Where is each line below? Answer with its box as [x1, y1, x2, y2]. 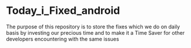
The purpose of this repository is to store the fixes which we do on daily [6, 23, 180, 30]
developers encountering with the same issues [6, 35, 119, 42]
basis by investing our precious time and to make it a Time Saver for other [6, 29, 185, 36]
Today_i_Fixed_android [6, 4, 120, 17]
